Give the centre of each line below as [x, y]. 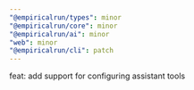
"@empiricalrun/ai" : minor [59, 34]
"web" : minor [34, 42]
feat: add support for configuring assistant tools [97, 76]
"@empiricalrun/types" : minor [66, 17]
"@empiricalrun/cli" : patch [62, 51]
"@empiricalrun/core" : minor [63, 26]
